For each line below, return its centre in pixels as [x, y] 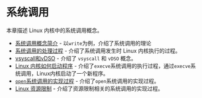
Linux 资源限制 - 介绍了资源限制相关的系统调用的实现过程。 [89, 88]
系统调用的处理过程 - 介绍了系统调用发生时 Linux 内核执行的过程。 [98, 51]
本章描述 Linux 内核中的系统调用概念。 [55, 30]
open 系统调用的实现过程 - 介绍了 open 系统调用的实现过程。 [87, 81]
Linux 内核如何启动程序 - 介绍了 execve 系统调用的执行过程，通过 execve [103, 66]
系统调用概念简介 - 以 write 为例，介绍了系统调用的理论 [83, 43]
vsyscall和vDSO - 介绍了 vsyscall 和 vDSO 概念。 [76, 58]
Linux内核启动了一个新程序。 [72, 73]
